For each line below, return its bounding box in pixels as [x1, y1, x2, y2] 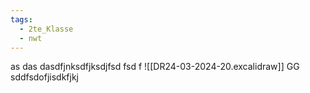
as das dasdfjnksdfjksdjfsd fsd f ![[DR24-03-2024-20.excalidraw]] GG [10, 61, 300, 73]
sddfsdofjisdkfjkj [10, 71, 80, 83]
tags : [10, 14, 33, 25]
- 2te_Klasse [19, 24, 74, 34]
